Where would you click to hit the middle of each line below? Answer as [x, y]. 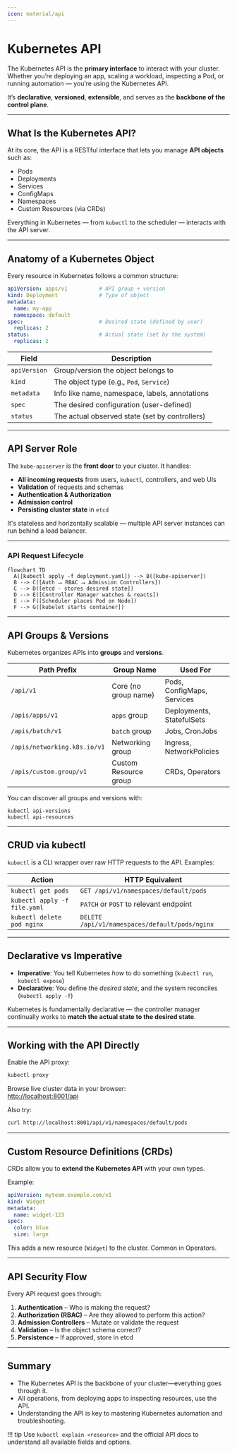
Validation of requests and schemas [71, 487]
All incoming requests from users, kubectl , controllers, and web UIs [117, 479]
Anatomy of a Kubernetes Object [81, 259]
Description [132, 358]
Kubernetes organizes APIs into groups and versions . [86, 652]
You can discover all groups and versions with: [75, 797]
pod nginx [27, 924]
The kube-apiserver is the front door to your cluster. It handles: [99, 466]
